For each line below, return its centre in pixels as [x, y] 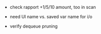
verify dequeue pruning [34, 26]
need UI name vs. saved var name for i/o [51, 17]
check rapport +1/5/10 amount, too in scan [53, 7]
